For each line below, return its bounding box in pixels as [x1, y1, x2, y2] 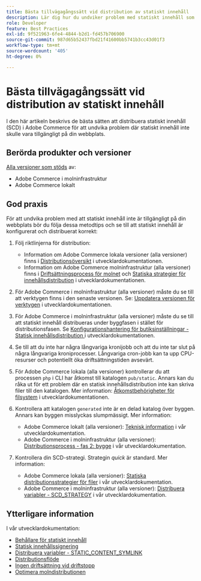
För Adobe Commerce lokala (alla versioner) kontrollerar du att [14, 368, 170, 375]
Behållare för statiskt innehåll [14, 536, 87, 543]
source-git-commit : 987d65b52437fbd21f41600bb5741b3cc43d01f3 [6, 37, 165, 43]
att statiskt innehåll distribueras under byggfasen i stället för [14, 319, 164, 327]
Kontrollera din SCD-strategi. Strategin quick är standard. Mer [14, 454, 168, 461]
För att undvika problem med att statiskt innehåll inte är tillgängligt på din [6, 215, 186, 223]
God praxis [6, 199, 48, 209]
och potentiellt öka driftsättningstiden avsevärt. [37, 356, 154, 364]
